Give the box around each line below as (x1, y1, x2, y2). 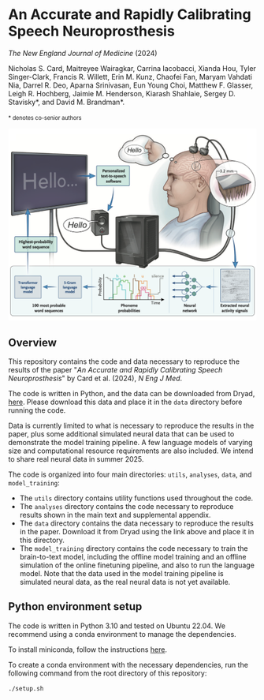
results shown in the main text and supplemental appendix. (19, 511, 211, 520)
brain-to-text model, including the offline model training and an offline (19, 552, 247, 562)
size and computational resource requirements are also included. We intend (8, 446, 254, 455)
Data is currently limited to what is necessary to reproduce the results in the (8, 421, 255, 431)
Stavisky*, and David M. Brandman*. (8, 97, 125, 107)
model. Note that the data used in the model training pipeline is (19, 569, 224, 578)
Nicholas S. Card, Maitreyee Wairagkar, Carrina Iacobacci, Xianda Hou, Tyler (8, 63, 256, 73)
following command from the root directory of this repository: (8, 668, 207, 678)
